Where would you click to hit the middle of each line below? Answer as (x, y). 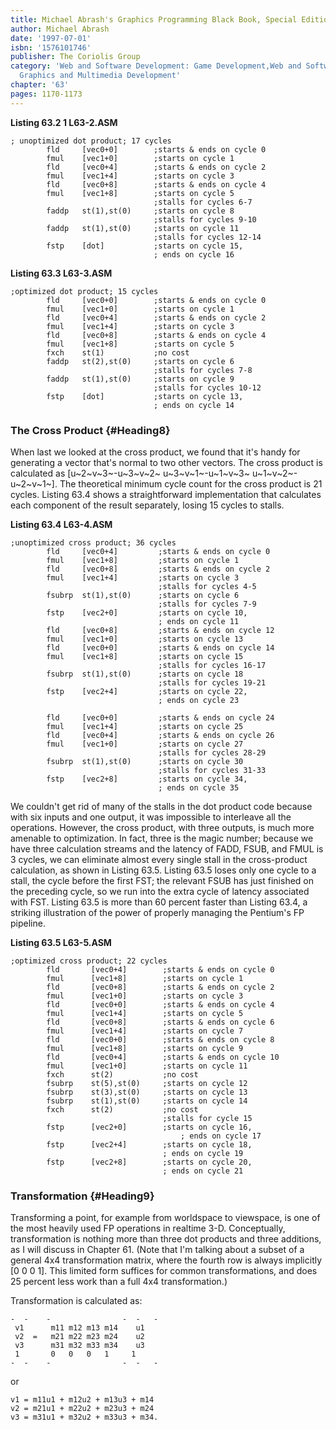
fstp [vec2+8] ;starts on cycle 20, (149, 1162)
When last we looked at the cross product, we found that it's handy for (155, 452)
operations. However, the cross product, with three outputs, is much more (162, 827)
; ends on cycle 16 (194, 254)
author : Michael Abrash (60, 29)
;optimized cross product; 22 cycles (89, 961)
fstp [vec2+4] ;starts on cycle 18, (149, 1144)
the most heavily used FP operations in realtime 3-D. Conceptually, (148, 1228)
